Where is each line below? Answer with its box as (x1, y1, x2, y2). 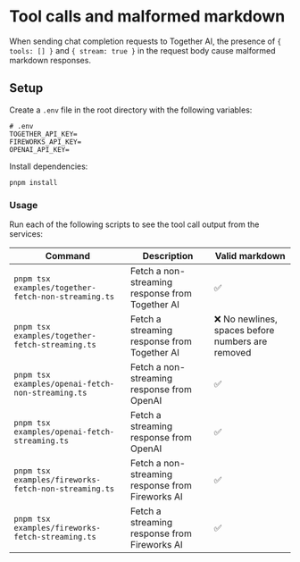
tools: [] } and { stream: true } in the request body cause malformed (9, 45, 276, 55)
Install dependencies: (9, 161, 88, 172)
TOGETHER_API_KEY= (9, 130, 78, 138)
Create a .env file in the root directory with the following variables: (9, 105, 253, 115)
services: (9, 229, 43, 239)
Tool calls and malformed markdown (9, 6, 286, 27)
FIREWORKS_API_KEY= (9, 137, 82, 147)
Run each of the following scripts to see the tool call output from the (9, 219, 260, 230)
